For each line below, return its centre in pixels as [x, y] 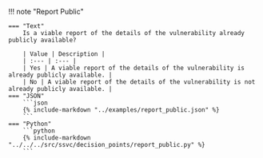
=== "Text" [26, 26]
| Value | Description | [64, 54]
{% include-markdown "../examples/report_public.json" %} [121, 110]
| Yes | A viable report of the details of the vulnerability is [134, 68]
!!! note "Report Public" [46, 12]
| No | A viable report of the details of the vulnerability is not [139, 82]
